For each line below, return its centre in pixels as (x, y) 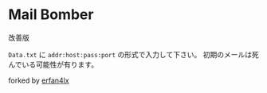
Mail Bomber (51, 15)
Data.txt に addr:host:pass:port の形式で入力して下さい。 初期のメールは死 (133, 54)
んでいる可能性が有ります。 (53, 64)
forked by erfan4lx (39, 80)
